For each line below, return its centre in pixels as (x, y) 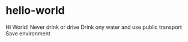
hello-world (35, 10)
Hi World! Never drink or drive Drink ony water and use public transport (94, 27)
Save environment (28, 33)
